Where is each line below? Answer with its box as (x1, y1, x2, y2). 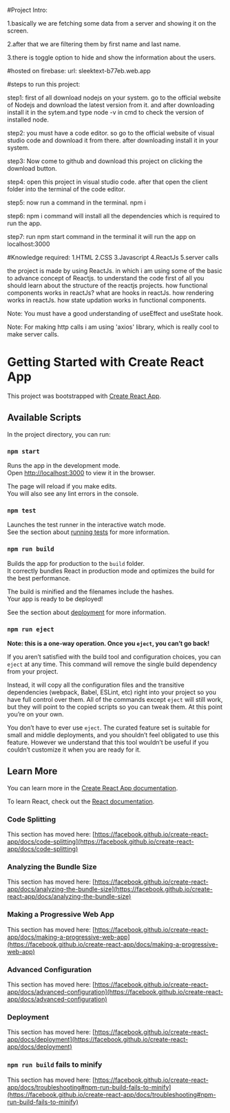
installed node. (7, 115, 50, 124)
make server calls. (7, 330, 59, 338)
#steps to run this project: (7, 80, 81, 88)
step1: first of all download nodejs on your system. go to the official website (7, 93, 222, 102)
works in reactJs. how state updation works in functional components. (7, 296, 207, 304)
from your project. (7, 667, 59, 676)
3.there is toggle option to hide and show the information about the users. (7, 53, 216, 61)
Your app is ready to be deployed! (7, 594, 103, 603)
